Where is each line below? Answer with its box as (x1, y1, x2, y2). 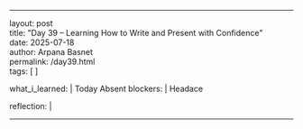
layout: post (9, 18, 53, 28)
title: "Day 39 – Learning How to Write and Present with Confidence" (9, 28, 263, 38)
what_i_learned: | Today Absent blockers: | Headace (9, 83, 204, 94)
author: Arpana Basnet (9, 47, 93, 57)
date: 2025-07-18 (9, 37, 75, 48)
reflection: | (9, 101, 52, 111)
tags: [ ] (9, 66, 39, 77)
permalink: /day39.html (9, 56, 96, 67)
